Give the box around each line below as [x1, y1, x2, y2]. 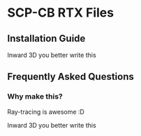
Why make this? [7, 92, 63, 101]
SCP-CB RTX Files [7, 5, 114, 21]
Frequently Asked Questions [7, 71, 135, 83]
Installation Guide [7, 33, 86, 44]
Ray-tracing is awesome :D [7, 108, 85, 116]
